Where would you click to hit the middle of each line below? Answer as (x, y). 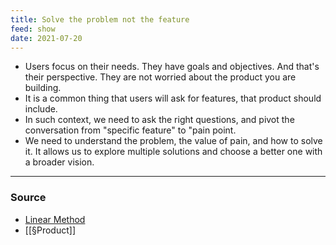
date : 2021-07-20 (46, 38)
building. (43, 88)
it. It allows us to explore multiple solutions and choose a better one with (173, 152)
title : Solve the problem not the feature (100, 19)
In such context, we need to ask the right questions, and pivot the (159, 120)
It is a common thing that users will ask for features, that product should (173, 98)
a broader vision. (59, 162)
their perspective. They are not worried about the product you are (160, 77)
